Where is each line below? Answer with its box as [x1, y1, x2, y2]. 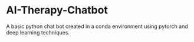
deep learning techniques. [6, 29, 70, 36]
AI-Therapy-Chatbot [6, 3, 108, 17]
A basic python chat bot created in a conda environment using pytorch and [6, 23, 189, 30]
